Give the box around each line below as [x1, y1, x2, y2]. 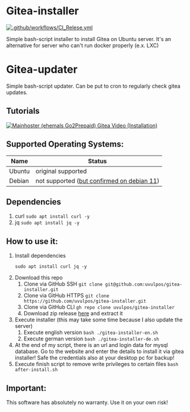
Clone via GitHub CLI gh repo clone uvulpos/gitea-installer [23, 303, 175, 311]
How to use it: [6, 236, 58, 246]
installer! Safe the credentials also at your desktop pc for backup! [14, 354, 175, 361]
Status [88, 157, 107, 165]
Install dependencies [14, 252, 66, 259]
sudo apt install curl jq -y [14, 264, 87, 269]
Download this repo [14, 274, 63, 281]
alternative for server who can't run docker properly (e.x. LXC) [6, 42, 159, 49]
